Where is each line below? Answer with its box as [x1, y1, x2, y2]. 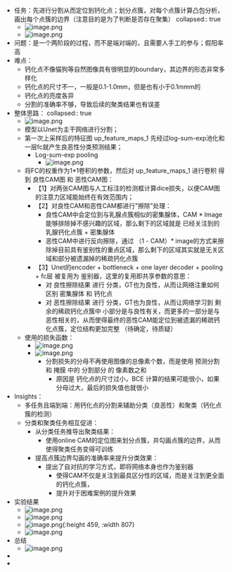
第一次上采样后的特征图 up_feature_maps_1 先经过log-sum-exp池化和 [24, 134, 225, 142]
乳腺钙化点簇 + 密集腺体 [45, 228, 115, 236]
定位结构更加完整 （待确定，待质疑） [70, 325, 177, 332]
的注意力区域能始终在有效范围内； [34, 193, 134, 201]
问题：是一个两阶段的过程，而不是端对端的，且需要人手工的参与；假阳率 [13, 39, 224, 47]
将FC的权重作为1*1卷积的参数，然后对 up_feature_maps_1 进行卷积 [24, 167, 217, 174]
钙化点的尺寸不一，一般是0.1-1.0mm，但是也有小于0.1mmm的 [24, 83, 201, 91]
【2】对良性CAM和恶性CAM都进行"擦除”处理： [34, 202, 172, 209]
